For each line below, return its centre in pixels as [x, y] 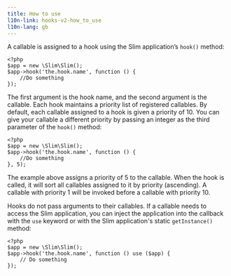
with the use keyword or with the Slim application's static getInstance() [110, 221]
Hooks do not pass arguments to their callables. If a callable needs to [107, 206]
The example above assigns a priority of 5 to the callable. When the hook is [116, 178]
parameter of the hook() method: [55, 127]
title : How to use [34, 14]
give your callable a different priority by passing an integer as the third [108, 119]
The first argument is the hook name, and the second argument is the [107, 97]
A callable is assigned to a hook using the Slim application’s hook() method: [116, 47]
